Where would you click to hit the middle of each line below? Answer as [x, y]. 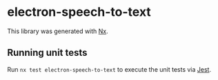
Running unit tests [47, 53]
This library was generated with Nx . [58, 31]
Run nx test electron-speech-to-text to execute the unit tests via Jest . [109, 69]
